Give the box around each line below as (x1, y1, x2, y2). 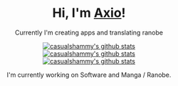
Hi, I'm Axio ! (52, 5, 126, 21)
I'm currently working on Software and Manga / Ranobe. (6, 70, 172, 79)
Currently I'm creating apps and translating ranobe (14, 28, 164, 37)
